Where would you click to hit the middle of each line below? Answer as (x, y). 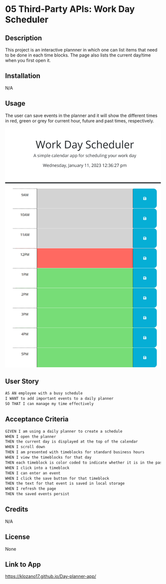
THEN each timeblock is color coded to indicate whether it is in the (79, 463)
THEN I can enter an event (33, 473)
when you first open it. (28, 60)
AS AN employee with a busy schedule (44, 393)
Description (23, 38)
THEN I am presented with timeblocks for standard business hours (75, 452)
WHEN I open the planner (31, 437)
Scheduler (27, 20)
